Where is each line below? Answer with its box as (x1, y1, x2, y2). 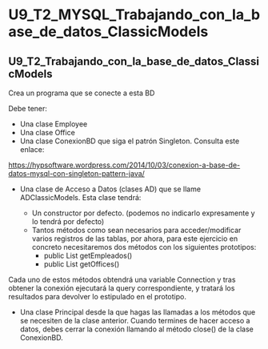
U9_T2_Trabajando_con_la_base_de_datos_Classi (8, 54, 260, 68)
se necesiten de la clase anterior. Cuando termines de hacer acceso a (19, 316, 250, 325)
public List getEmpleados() (43, 251, 133, 260)
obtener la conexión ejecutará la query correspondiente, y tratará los (8, 283, 235, 293)
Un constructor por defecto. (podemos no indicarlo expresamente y (31, 208, 255, 218)
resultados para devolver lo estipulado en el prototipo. (8, 292, 186, 301)
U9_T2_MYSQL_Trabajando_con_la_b (8, 6, 261, 24)
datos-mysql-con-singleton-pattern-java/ (8, 169, 146, 178)
